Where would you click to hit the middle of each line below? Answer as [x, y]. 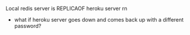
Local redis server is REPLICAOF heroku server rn [66, 8]
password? [28, 26]
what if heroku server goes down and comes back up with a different [99, 20]
